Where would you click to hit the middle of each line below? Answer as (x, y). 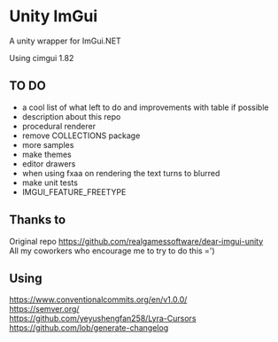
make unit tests (50, 183)
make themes (47, 154)
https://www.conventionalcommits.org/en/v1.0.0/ (98, 299)
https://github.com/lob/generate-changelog (89, 328)
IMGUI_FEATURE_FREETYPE (74, 191)
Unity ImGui (54, 16)
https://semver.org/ (44, 309)
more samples (48, 144)
